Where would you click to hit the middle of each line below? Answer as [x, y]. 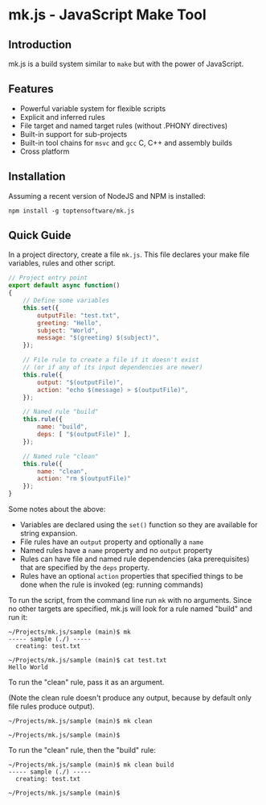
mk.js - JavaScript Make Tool [107, 15]
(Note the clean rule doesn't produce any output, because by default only [130, 698]
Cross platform [45, 151]
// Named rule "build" [61, 412]
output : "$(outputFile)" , [81, 382]
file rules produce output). [51, 707]
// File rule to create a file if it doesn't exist [111, 360]
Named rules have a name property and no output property [116, 551]
